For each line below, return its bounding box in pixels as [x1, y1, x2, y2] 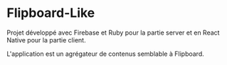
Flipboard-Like [6, 5, 95, 21]
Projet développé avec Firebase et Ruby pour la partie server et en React [6, 28, 220, 37]
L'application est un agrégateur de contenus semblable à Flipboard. [6, 49, 204, 58]
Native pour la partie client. [6, 35, 86, 44]
